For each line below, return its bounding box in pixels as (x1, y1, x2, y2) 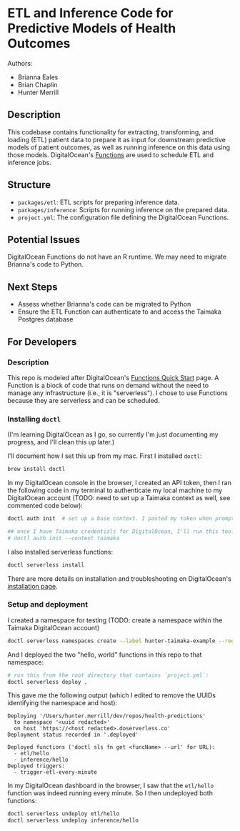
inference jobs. (7, 158, 51, 166)
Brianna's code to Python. (7, 260, 84, 269)
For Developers (7, 336, 77, 348)
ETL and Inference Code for (7, 5, 174, 21)
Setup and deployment (7, 599, 88, 609)
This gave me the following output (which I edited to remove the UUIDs (7, 691, 216, 700)
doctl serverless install (7, 561, 84, 569)
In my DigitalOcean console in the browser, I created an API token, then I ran (7, 479, 232, 487)
